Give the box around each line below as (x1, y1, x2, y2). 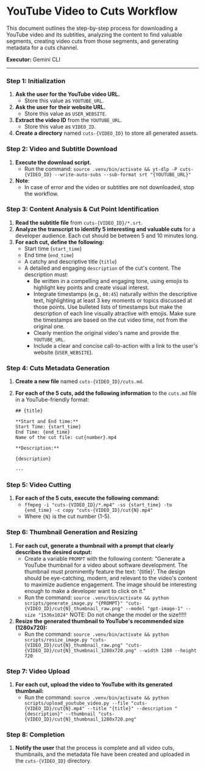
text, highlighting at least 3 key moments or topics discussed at (33, 297, 192, 304)
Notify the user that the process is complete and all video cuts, (15, 744, 175, 752)
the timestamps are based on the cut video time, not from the (33, 316, 188, 323)
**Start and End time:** (15, 419, 79, 425)
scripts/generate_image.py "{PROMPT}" (24, 600, 123, 606)
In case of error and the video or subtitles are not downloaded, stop (24, 183, 195, 190)
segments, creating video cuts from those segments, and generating (6, 37, 179, 45)
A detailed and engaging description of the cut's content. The (24, 264, 181, 272)
